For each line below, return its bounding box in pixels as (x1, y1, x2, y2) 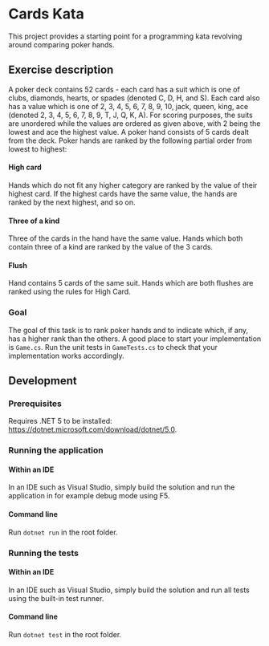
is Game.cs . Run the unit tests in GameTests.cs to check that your (8, 342, 218, 351)
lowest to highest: (8, 144, 67, 153)
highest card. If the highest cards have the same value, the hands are (8, 189, 238, 198)
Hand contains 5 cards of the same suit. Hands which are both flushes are (8, 278, 254, 288)
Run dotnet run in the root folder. (8, 527, 118, 537)
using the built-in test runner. (8, 593, 104, 603)
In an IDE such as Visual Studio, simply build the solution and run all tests (8, 585, 251, 595)
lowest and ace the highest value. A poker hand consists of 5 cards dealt (8, 127, 249, 136)
